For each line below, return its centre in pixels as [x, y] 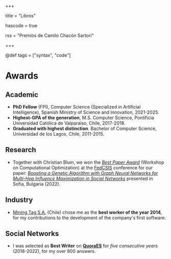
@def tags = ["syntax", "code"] [38, 55]
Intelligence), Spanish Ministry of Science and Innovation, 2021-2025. [86, 112]
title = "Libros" [20, 16]
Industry [19, 200]
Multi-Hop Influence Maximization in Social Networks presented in [83, 178]
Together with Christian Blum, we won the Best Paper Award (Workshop [88, 162]
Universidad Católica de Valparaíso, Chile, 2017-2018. [69, 123]
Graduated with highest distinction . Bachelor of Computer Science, [84, 128]
